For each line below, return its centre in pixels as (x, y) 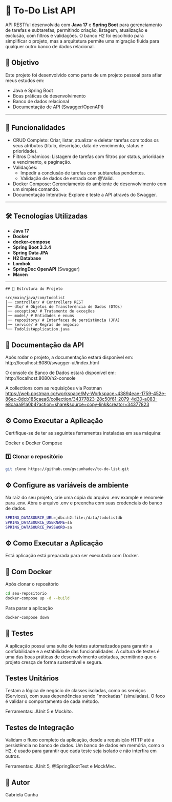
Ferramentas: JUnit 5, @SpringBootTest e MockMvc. (61, 766)
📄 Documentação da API (45, 345)
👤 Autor (18, 782)
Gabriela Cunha (22, 795)
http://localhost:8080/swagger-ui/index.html (52, 363)
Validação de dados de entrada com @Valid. (67, 178)
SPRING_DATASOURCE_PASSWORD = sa (39, 527)
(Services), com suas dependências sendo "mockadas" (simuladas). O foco (85, 696)
